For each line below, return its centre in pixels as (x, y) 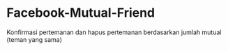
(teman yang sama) (34, 39)
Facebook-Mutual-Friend (81, 13)
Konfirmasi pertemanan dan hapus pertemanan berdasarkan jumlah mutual (114, 32)
